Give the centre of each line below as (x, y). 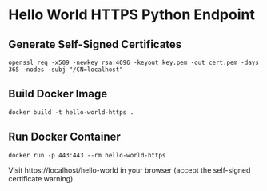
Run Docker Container (65, 137)
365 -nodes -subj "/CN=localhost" (66, 70)
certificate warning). (42, 178)
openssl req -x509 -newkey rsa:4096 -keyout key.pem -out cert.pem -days (134, 62)
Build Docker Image (58, 94)
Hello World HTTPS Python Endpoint (132, 15)
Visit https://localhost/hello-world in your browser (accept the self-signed (130, 170)
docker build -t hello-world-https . (71, 112)
